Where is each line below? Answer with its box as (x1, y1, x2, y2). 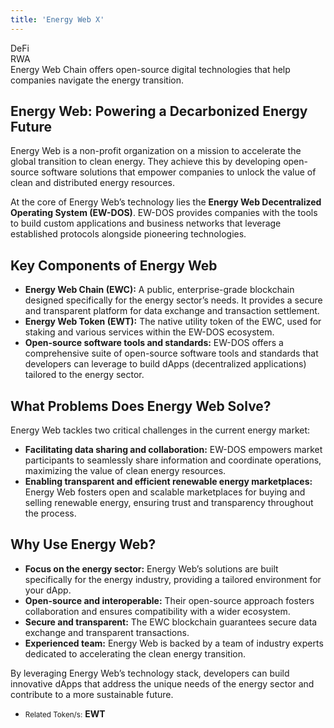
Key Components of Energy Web (10, 257, 218, 274)
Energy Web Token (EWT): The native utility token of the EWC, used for (24, 316, 322, 328)
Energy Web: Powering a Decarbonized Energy (10, 103, 308, 120)
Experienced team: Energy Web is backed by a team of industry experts (24, 637, 324, 649)
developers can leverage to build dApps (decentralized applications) (24, 358, 307, 370)
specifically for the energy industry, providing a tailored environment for (24, 573, 322, 585)
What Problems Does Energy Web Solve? (10, 397, 272, 415)
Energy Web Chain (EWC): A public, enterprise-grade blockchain (24, 284, 295, 296)
